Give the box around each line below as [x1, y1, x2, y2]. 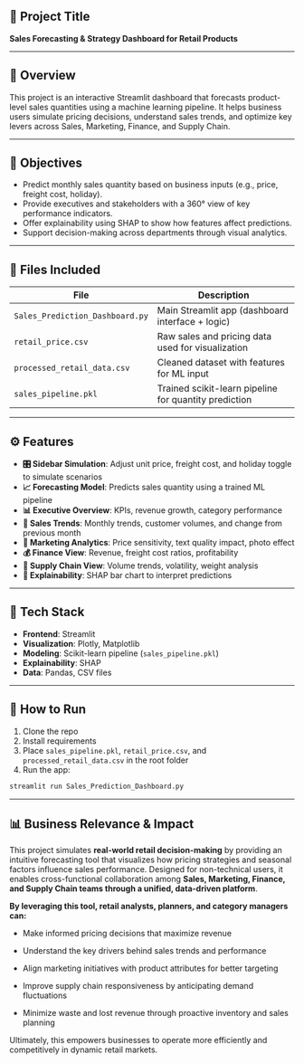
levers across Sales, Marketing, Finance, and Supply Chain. [9, 120, 231, 131]
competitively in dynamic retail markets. [9, 1044, 158, 1055]
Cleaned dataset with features [157, 356, 285, 369]
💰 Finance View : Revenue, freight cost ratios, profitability [22, 547, 239, 558]
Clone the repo [22, 726, 79, 736]
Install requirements [22, 735, 97, 746]
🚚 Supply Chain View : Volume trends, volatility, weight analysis [22, 560, 259, 571]
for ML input [157, 367, 210, 380]
